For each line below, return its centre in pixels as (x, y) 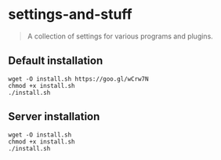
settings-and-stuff (70, 15)
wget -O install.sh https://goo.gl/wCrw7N (78, 79)
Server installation (54, 116)
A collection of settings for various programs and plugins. (120, 36)
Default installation (56, 61)
